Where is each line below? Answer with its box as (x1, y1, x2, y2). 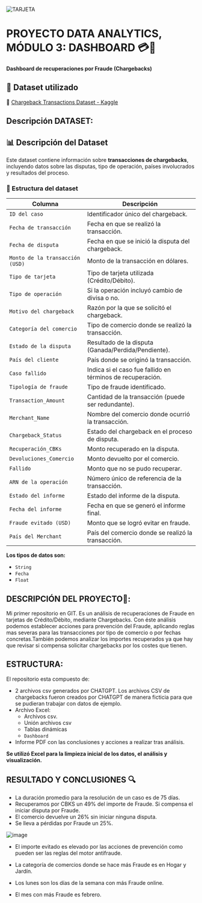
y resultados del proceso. (6, 169, 70, 176)
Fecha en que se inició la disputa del (87, 237, 190, 246)
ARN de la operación (9, 479, 68, 486)
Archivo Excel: (14, 706, 51, 713)
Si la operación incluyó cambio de (87, 286, 183, 295)
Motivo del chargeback (9, 308, 74, 315)
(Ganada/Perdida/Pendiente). (87, 346, 170, 355)
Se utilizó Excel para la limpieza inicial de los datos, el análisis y (6, 750, 168, 757)
